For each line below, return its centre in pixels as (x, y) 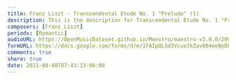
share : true (25, 59)
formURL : (20, 46)
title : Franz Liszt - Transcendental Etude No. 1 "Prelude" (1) (103, 14)
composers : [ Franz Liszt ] (45, 26)
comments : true (29, 53)
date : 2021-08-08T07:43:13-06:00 (56, 65)
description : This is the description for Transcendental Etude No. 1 (113, 20)
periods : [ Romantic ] (38, 33)
